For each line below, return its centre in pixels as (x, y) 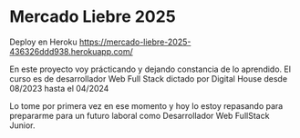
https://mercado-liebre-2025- (135, 42)
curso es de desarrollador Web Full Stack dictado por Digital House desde (149, 78)
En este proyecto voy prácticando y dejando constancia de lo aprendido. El (150, 69)
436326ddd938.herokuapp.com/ (72, 51)
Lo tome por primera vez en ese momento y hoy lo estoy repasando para (146, 105)
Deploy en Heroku (43, 42)
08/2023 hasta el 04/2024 (59, 88)
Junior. (22, 125)
